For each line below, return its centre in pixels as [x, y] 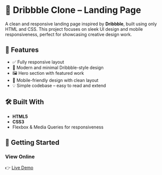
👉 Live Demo [19, 168]
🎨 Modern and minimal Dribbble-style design [58, 67]
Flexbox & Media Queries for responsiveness [58, 127]
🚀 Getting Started [32, 143]
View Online [20, 157]
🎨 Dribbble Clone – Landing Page [73, 10]
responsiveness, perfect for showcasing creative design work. [69, 34]
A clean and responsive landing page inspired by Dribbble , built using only [81, 24]
